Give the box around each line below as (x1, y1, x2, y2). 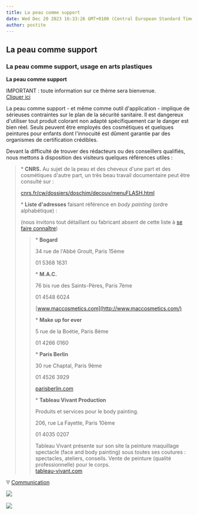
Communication (11, 479, 50, 486)
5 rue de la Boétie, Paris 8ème (35, 328, 109, 335)
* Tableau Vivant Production (35, 396, 107, 404)
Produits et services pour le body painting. (35, 408, 138, 415)
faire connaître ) (20, 225, 58, 232)
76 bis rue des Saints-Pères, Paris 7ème (35, 282, 133, 289)
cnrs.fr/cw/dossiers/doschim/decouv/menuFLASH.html (20, 190, 155, 197)
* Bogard (35, 236, 58, 243)
